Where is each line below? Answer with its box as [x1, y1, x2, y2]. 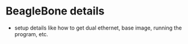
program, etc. [14, 30, 49, 37]
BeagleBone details [5, 4, 105, 18]
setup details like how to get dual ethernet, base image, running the [14, 24, 182, 31]
